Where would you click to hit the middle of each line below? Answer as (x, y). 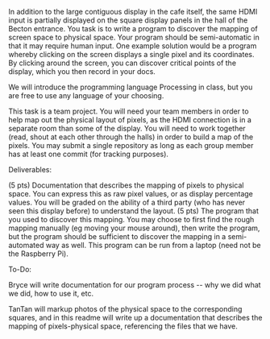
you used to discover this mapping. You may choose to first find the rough (131, 219)
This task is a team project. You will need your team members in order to (129, 111)
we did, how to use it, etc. (51, 294)
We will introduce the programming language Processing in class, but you (131, 87)
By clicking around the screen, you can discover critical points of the (122, 63)
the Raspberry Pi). (38, 254)
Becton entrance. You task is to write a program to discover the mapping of (133, 29)
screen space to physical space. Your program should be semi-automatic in (134, 37)
